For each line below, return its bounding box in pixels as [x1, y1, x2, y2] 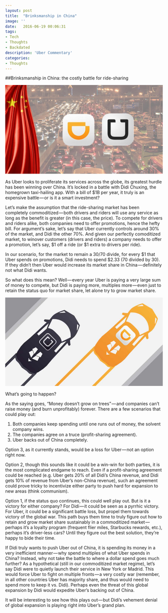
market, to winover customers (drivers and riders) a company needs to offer [5, 236, 162, 242]
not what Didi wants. [5, 267, 47, 273]
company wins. [12, 426, 44, 432]
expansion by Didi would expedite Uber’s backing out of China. [5, 587, 135, 593]
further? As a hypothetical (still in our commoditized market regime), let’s [5, 560, 155, 567]
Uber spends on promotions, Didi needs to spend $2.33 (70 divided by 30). [5, 256, 160, 262]
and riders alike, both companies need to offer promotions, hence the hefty [5, 220, 160, 226]
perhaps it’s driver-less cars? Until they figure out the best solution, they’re [5, 530, 159, 536]
